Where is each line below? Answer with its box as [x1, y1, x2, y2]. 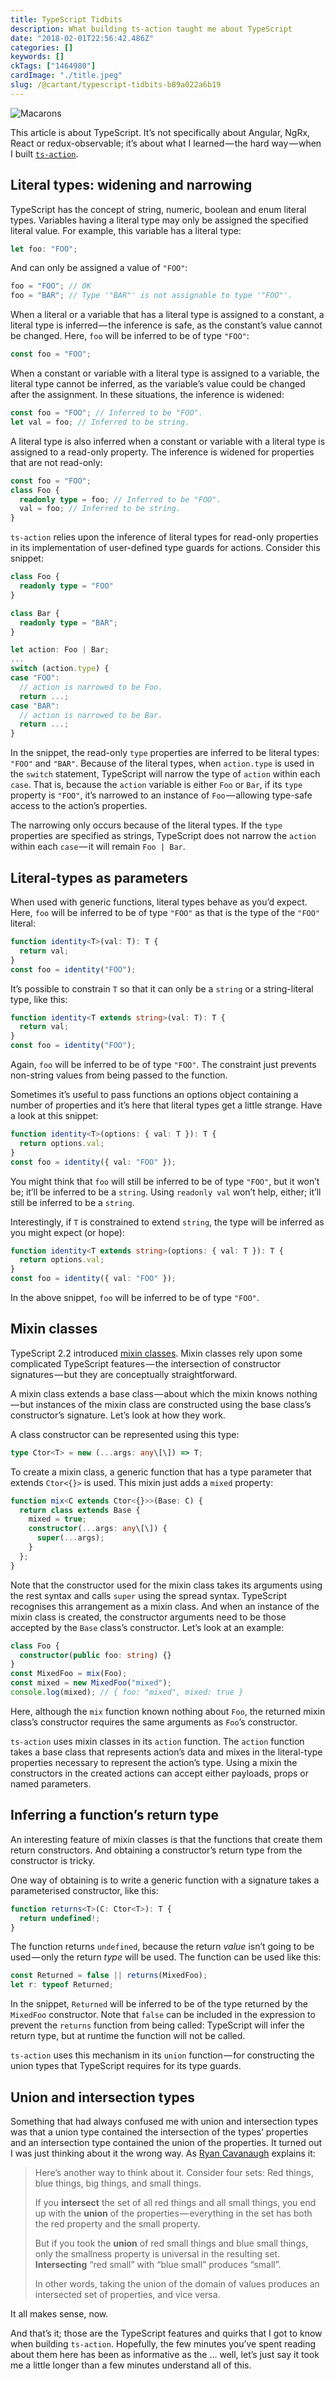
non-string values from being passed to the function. [10, 1069, 228, 1081]
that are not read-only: [10, 456, 103, 468]
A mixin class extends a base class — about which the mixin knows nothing [10, 1387, 318, 1400]
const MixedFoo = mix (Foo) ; [10, 1669, 128, 1679]
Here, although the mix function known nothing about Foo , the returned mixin [10, 1705, 326, 1717]
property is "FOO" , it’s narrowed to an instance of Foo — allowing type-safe [10, 789, 313, 801]
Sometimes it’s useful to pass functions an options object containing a [10, 1089, 299, 1100]
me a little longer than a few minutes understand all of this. [10, 2359, 252, 2371]
